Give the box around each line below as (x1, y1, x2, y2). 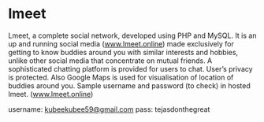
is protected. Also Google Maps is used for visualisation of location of (8, 72, 234, 82)
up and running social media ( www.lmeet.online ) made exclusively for (8, 39, 234, 48)
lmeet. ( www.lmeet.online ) (8, 89, 94, 98)
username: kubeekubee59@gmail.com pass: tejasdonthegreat (8, 104, 210, 114)
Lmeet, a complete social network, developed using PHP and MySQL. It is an (8, 31, 257, 40)
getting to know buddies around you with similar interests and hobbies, (8, 47, 239, 57)
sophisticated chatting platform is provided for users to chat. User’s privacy (8, 64, 254, 73)
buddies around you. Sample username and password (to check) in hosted (8, 80, 251, 91)
